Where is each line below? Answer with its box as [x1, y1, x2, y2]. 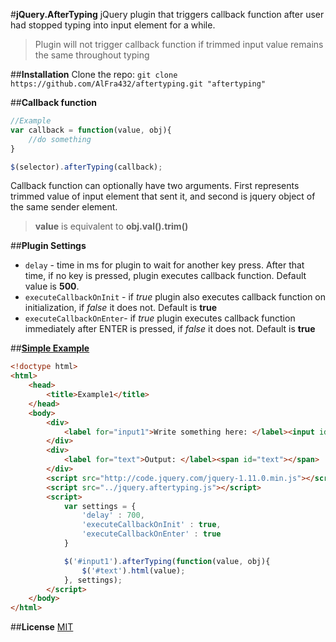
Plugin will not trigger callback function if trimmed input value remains [34, 39, 324, 50]
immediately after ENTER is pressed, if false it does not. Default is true [24, 323, 316, 335]
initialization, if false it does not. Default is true [24, 302, 218, 314]
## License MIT [10, 621, 74, 633]
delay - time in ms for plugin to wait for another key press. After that [24, 259, 305, 271]
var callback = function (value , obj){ [10, 125, 172, 135]
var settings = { [63, 501, 137, 511]
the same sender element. [10, 201, 118, 213]
